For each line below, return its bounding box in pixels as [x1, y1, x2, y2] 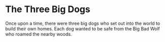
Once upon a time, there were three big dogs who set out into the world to [5, 20, 160, 26]
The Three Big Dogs [5, 4, 90, 15]
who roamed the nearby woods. [5, 31, 72, 37]
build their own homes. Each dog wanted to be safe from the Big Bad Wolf [5, 25, 160, 31]
